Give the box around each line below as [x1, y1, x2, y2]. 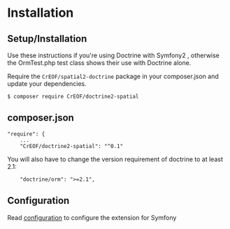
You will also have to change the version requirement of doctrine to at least [7, 155, 224, 163]
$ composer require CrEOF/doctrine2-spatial [7, 93, 139, 100]
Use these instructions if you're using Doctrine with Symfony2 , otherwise [7, 51, 220, 59]
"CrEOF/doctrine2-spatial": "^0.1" [20, 142, 124, 149]
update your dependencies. [7, 80, 87, 88]
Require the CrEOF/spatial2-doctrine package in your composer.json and [7, 72, 219, 80]
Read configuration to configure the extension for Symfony [7, 213, 177, 221]
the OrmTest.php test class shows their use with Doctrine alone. [7, 59, 192, 67]
